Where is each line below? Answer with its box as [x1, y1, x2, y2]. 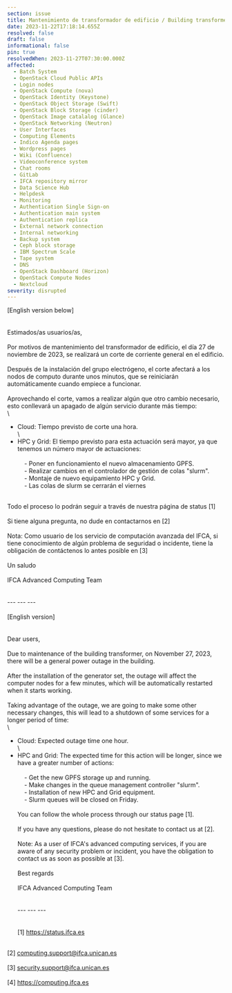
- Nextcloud [13, 281, 48, 288]
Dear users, [7, 635, 40, 643]
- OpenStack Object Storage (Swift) [13, 100, 119, 107]
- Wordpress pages [13, 146, 67, 152]
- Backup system [13, 236, 60, 243]
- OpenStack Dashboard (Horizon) [13, 267, 110, 274]
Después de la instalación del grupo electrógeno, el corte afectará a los [7, 365, 211, 374]
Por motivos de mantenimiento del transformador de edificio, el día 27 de [7, 343, 215, 351]
